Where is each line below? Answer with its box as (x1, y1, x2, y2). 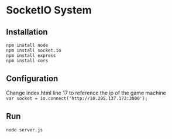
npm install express (6, 53, 57, 59)
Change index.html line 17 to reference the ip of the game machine (6, 89, 167, 96)
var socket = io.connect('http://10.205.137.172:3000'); (6, 95, 148, 101)
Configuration (6, 74, 59, 84)
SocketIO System (6, 4, 92, 17)
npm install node (6, 42, 49, 48)
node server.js (6, 127, 43, 133)
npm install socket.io (6, 48, 61, 53)
